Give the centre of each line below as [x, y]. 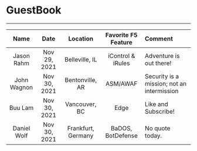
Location [81, 39]
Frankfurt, [81, 128]
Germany [81, 135]
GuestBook [34, 10]
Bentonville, [81, 80]
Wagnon [21, 87]
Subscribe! [159, 111]
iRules [122, 63]
